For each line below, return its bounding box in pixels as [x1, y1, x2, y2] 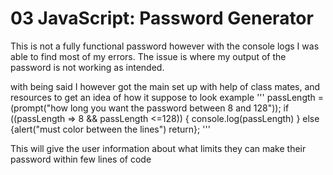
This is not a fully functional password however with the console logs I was [10, 40, 320, 52]
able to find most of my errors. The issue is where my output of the [10, 50, 287, 62]
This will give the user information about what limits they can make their [10, 142, 307, 154]
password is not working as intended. [10, 61, 165, 73]
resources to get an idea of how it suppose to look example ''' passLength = [10, 91, 325, 103]
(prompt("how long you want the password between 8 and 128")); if [10, 102, 290, 114]
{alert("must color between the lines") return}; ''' [10, 123, 211, 135]
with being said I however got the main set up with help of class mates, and [10, 80, 321, 92]
